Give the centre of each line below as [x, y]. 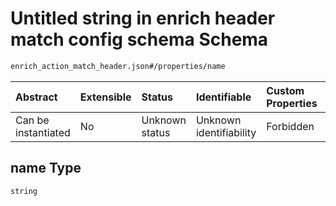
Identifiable [223, 97]
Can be [32, 120]
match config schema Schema [139, 39]
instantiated [43, 132]
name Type [46, 168]
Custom [285, 90]
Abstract [36, 97]
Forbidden [290, 126]
